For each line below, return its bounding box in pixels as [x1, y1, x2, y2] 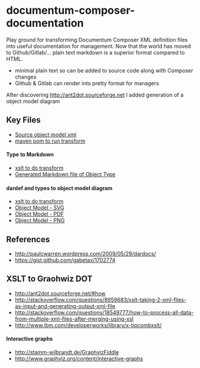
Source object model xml [14, 131, 76, 138]
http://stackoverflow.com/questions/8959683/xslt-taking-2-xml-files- [14, 296, 187, 303]
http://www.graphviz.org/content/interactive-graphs [14, 355, 143, 362]
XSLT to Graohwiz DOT [6, 274, 93, 284]
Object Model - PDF [14, 210, 64, 218]
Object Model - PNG [14, 217, 65, 224]
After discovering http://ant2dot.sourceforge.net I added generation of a [6, 91, 184, 98]
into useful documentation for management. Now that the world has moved [6, 43, 191, 50]
